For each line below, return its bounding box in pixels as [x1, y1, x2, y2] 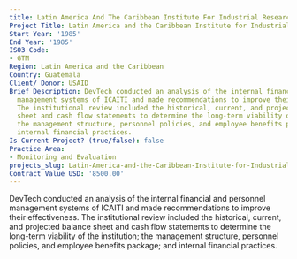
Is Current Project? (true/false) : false [9, 136, 164, 145]
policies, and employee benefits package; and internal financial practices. [9, 240, 278, 251]
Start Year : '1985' [9, 29, 81, 38]
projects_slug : [9, 161, 65, 170]
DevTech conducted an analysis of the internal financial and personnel [9, 194, 266, 204]
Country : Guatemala [9, 71, 81, 80]
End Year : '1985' [9, 37, 73, 47]
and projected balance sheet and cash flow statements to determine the [9, 222, 271, 232]
